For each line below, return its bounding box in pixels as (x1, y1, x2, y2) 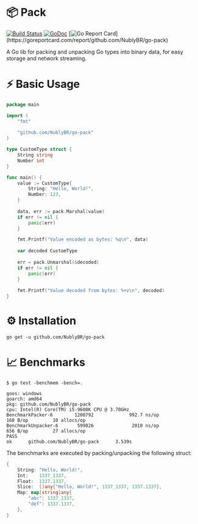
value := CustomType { (17, 180, 72, 186)
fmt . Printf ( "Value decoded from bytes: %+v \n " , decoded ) (17, 288, 165, 294)
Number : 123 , (28, 191, 62, 198)
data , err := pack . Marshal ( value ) (17, 208, 105, 214)
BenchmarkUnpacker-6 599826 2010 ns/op (6, 423, 160, 429)
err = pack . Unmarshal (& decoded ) (17, 259, 99, 265)
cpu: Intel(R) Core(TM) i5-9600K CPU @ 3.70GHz (6, 406, 130, 413)
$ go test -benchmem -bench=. (6, 380, 83, 386)
